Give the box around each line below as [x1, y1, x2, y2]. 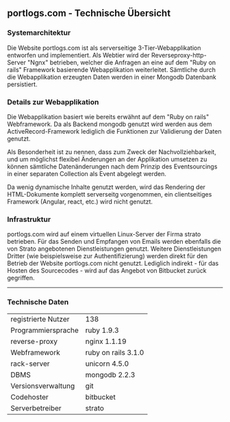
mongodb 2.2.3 [85, 370, 136, 380]
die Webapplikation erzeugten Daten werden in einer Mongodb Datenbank [7, 73, 217, 81]
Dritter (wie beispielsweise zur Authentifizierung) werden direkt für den [7, 252, 208, 260]
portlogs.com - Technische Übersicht [7, 8, 171, 19]
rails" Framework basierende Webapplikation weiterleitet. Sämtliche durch [7, 65, 216, 73]
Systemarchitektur [7, 28, 71, 38]
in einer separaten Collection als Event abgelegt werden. [7, 169, 166, 177]
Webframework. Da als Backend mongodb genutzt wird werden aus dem [7, 120, 212, 128]
